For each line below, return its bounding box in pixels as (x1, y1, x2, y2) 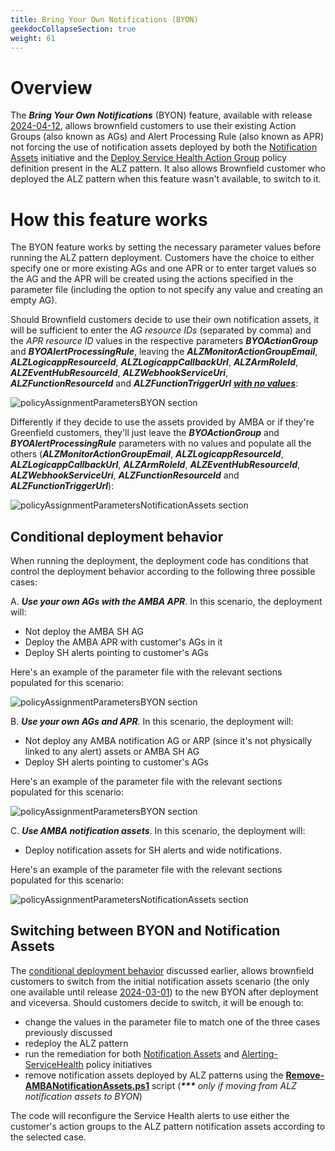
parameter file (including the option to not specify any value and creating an (10, 284, 324, 296)
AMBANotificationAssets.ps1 (24, 1079, 150, 1091)
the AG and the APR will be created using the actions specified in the (10, 273, 294, 285)
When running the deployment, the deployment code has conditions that (10, 555, 309, 567)
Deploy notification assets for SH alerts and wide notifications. (24, 844, 283, 856)
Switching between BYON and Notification (10, 922, 281, 940)
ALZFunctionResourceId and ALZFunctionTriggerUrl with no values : (10, 377, 299, 390)
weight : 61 (10, 33, 56, 43)
